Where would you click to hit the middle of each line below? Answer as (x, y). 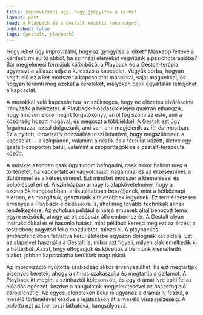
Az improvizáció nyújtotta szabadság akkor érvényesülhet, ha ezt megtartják (102, 267)
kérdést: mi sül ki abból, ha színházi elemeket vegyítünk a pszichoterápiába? (102, 58)
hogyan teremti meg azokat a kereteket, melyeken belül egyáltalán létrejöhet (101, 84)
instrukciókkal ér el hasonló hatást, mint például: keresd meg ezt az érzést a (101, 223)
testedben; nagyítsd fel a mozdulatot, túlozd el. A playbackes (82, 230)
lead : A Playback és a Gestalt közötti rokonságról (73, 23)
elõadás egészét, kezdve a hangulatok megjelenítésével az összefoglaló (96, 287)
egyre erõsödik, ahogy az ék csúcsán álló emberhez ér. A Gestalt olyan (95, 217)
